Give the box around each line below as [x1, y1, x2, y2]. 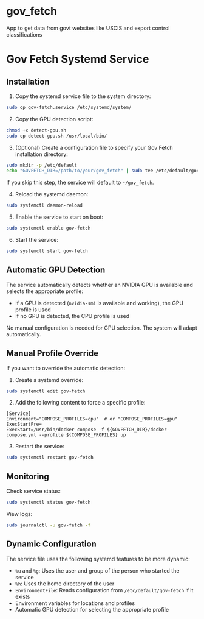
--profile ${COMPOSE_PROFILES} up [38, 432, 126, 438]
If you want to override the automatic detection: [6, 364, 126, 372]
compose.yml [6, 432, 36, 438]
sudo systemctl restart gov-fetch [6, 455, 94, 461]
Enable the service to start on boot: [15, 213, 104, 221]
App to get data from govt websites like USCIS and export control [6, 24, 170, 32]
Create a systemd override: [15, 376, 84, 383]
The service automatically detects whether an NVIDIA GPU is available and [6, 281, 193, 288]
